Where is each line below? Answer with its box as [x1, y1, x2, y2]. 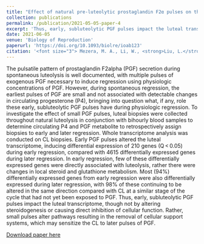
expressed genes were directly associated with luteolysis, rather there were [6, 161, 195, 168]
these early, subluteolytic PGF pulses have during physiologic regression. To [6, 104, 198, 111]
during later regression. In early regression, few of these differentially [6, 155, 180, 162]
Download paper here [6, 231, 61, 238]
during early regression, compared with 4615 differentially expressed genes [6, 148, 196, 156]
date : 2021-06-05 [6, 31, 50, 38]
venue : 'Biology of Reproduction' [6, 37, 94, 43]
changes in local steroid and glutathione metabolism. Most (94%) [6, 168, 170, 175]
